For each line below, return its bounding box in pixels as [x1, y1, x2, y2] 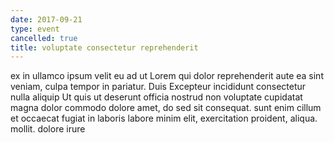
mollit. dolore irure [10, 123, 86, 135]
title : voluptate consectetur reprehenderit [10, 42, 199, 53]
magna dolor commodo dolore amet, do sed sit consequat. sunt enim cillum [10, 102, 322, 114]
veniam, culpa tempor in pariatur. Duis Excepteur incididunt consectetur [10, 81, 307, 93]
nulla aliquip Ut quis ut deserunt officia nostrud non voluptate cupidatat [10, 91, 303, 103]
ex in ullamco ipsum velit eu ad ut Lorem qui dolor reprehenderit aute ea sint [10, 70, 324, 82]
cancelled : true [10, 33, 78, 43]
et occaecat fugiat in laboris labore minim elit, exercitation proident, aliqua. [10, 112, 318, 125]
